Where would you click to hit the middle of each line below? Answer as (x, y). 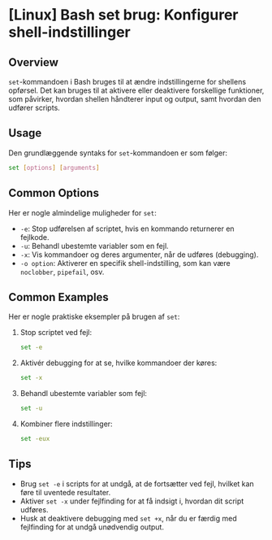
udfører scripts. (35, 108)
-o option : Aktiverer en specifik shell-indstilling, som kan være (125, 263)
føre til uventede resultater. (65, 492)
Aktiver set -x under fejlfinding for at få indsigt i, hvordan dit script (132, 501)
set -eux (35, 438)
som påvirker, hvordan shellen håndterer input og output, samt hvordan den (135, 99)
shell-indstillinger (70, 32)
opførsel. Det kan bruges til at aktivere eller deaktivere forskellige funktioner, (136, 90)
